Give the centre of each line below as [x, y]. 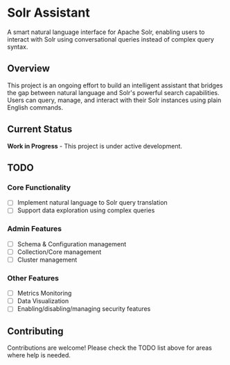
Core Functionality [39, 187]
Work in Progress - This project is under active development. [95, 146]
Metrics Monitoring [44, 294]
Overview [29, 68]
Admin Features [35, 229]
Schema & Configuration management [72, 244]
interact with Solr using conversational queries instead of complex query [111, 39]
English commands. [35, 107]
